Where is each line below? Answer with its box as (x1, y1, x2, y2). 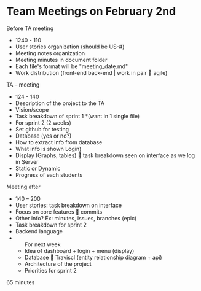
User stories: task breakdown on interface (15, 201, 122, 209)
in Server (15, 158, 39, 165)
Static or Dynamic (15, 165, 61, 172)
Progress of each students (15, 171, 83, 179)
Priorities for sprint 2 (24, 266, 77, 274)
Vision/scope (15, 106, 49, 113)
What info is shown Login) (15, 145, 82, 152)
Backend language (15, 227, 63, 235)
